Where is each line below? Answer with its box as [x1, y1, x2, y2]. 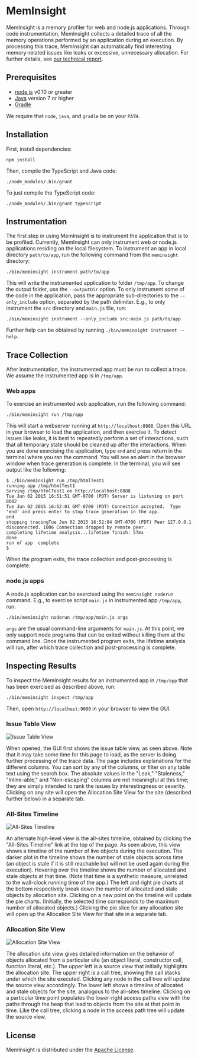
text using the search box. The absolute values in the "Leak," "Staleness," [6, 769, 185, 777]
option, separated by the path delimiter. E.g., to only [39, 298, 165, 306]
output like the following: [6, 466, 66, 473]
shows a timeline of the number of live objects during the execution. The [6, 847, 183, 855]
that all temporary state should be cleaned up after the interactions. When [6, 441, 186, 449]
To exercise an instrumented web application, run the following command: [6, 400, 186, 408]
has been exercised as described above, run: [6, 683, 116, 690]
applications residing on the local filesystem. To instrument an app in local [6, 245, 187, 252]
